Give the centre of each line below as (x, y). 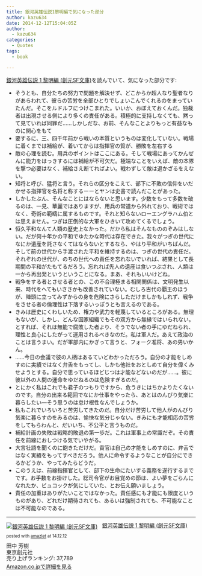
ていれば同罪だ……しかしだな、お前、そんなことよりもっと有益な (106, 123)
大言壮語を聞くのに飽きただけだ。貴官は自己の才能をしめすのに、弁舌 (102, 447)
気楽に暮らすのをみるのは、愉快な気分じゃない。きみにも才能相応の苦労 (104, 417)
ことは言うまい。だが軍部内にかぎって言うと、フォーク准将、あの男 (99, 342)
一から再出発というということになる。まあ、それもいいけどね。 (94, 274)
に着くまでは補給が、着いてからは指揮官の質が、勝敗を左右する (94, 146)
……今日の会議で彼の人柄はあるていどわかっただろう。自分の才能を (98, 357)
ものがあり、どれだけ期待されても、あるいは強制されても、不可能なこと (104, 500)
